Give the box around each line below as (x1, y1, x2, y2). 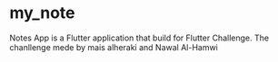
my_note (9, 3, 75, 23)
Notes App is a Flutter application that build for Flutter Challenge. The (9, 32, 270, 43)
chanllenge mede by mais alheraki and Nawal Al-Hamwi (9, 41, 218, 52)
